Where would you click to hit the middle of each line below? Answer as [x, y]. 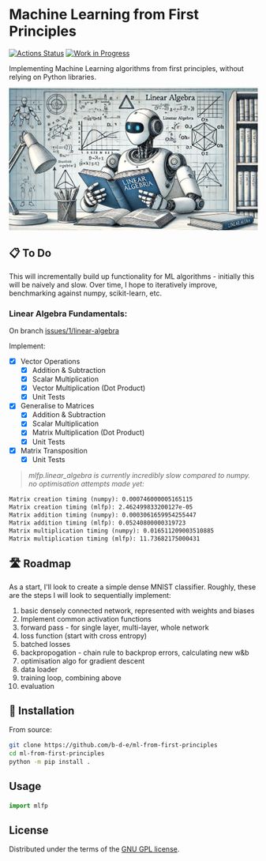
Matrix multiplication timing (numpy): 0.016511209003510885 [112, 531]
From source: [30, 730]
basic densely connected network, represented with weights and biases [137, 611]
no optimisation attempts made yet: [86, 483]
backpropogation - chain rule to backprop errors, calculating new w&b [135, 652]
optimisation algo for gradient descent [82, 660]
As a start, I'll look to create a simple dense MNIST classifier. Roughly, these [133, 587]
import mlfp [28, 806]
